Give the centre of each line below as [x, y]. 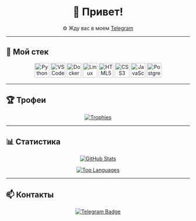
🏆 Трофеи [26, 100]
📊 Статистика [33, 142]
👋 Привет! [98, 12]
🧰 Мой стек [27, 52]
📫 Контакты [30, 194]
